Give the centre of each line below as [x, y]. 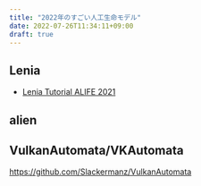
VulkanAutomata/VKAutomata [96, 150]
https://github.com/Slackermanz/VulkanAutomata [100, 172]
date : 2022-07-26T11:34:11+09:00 [71, 26]
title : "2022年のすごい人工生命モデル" [75, 17]
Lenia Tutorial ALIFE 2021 [69, 92]
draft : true [31, 34]
